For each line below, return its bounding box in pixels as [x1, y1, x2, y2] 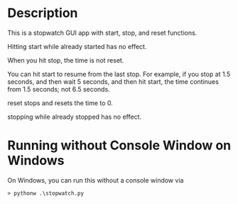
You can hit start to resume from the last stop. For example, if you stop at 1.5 [7, 70, 231, 78]
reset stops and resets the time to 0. [7, 98, 114, 107]
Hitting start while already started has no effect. [7, 42, 147, 50]
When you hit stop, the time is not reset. [7, 55, 124, 65]
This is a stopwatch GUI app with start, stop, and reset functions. [7, 28, 198, 37]
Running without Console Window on [7, 137, 232, 154]
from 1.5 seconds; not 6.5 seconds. [7, 85, 110, 93]
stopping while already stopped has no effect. [7, 112, 142, 121]
